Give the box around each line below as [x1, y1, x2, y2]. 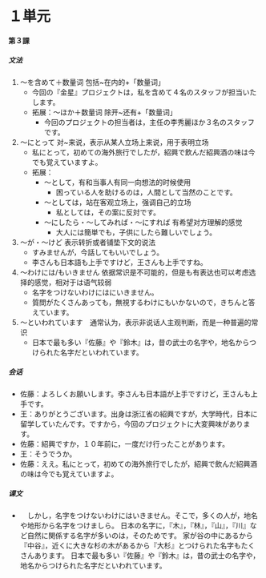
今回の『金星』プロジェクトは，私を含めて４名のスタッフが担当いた [31, 87, 257, 97]
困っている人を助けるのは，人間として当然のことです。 [55, 187, 238, 197]
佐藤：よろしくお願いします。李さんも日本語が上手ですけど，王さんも [19, 389, 251, 399]
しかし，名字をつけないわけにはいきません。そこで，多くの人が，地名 [26, 510, 258, 520]
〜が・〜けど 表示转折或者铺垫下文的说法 [19, 237, 156, 247]
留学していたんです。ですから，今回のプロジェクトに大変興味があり [19, 419, 244, 428]
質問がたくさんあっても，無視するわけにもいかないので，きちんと [31, 297, 248, 307]
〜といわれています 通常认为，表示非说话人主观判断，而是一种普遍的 [19, 317, 252, 327]
